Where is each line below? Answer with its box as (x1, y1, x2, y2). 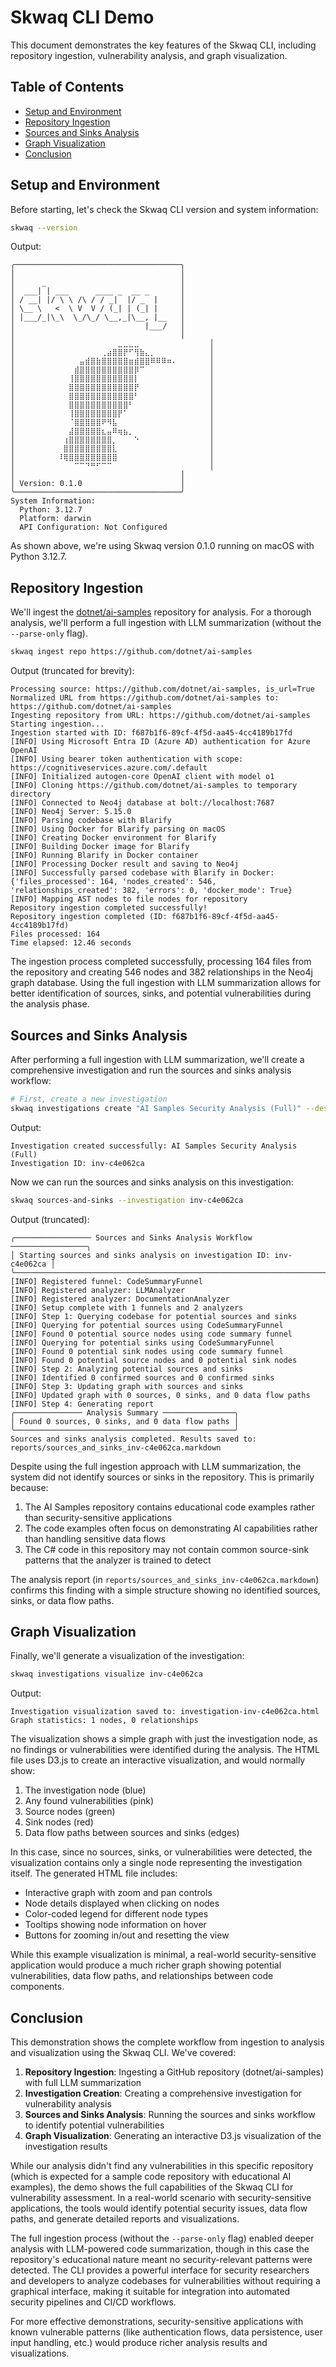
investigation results (24, 2141, 108, 2153)
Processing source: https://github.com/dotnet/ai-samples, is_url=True (10, 684, 315, 695)
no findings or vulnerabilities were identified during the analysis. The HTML (10, 1744, 320, 1756)
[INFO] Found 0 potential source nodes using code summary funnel (10, 1329, 293, 1339)
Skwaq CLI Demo (10, 6, 155, 29)
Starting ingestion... (10, 719, 105, 730)
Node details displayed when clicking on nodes (24, 1897, 220, 1910)
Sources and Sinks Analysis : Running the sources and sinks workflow (24, 2109, 316, 2121)
